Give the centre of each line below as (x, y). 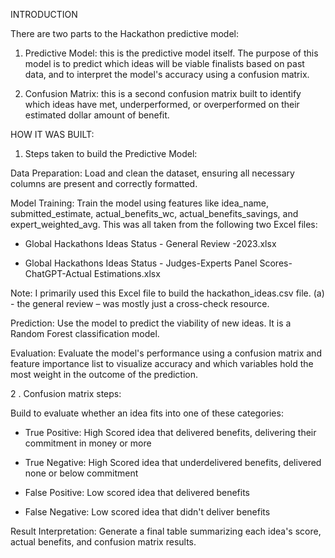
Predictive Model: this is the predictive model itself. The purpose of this (171, 53)
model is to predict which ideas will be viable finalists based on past (164, 63)
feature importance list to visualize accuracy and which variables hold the (162, 363)
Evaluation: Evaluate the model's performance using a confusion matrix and (166, 353)
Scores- (276, 263)
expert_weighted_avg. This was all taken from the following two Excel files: (164, 224)
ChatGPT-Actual (58, 273)
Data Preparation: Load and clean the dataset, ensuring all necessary (152, 173)
